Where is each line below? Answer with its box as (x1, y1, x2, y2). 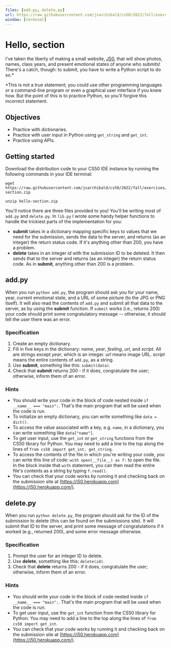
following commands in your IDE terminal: (5, 171, 93, 177)
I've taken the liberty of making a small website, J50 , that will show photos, (5, 56, 163, 62)
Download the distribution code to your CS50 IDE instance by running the (5, 165, 159, 171)
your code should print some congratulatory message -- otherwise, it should (5, 310, 166, 317)
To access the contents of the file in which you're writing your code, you (12, 452, 165, 458)
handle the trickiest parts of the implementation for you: (5, 218, 122, 224)
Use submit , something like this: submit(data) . (12, 362, 110, 369)
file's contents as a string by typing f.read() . (12, 468, 108, 474)
